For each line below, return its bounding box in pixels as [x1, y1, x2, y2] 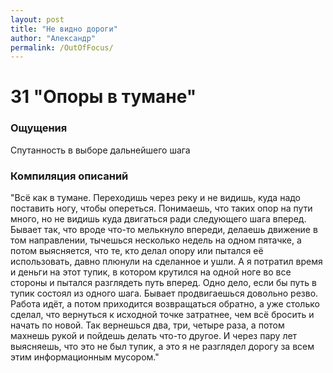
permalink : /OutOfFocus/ [10, 42, 114, 53]
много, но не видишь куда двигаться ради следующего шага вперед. [10, 213, 307, 225]
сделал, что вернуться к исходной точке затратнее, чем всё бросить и [10, 309, 315, 321]
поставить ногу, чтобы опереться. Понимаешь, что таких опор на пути [10, 202, 313, 215]
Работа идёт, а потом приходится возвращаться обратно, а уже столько [10, 298, 320, 310]
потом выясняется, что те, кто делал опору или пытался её [10, 245, 264, 257]
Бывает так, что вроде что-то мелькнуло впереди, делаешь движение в [10, 224, 318, 236]
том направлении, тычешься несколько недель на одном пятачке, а [10, 234, 302, 246]
